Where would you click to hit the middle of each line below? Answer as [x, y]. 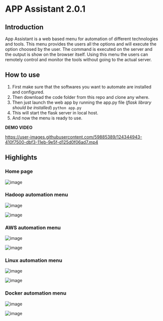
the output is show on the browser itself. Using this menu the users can [77, 54]
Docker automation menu [36, 293]
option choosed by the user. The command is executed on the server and [79, 49]
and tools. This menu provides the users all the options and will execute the [81, 44]
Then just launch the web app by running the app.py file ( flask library [82, 102]
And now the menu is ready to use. [47, 118]
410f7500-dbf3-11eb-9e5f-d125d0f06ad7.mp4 [52, 142]
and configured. [28, 92]
